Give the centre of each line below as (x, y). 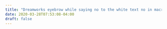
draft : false (19, 19)
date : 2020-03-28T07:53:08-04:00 (40, 14)
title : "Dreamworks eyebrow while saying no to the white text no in (79, 10)
